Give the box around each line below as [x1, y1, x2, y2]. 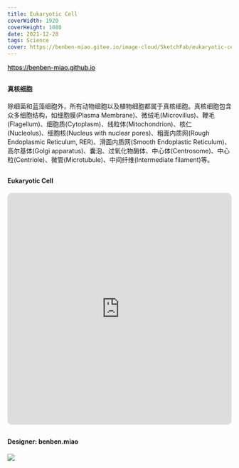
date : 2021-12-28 [7, 30, 59, 38]
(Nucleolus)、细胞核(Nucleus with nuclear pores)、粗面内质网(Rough [7, 129, 210, 137]
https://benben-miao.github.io [7, 63, 96, 71]
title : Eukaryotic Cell [7, 10, 78, 18]
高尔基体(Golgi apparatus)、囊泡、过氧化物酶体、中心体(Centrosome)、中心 [7, 147, 230, 155]
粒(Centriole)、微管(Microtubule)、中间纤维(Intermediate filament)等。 [7, 156, 214, 164]
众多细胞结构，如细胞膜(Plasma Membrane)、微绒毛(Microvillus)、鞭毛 [7, 111, 216, 119]
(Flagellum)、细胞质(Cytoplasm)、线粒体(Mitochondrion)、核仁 [7, 120, 192, 128]
